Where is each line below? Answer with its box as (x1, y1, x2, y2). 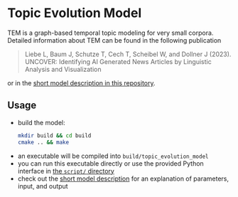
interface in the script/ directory (17, 166, 115, 175)
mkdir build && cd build (17, 132, 92, 139)
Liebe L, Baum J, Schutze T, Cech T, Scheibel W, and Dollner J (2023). (24, 50, 232, 58)
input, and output (17, 181, 69, 190)
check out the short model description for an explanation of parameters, (17, 174, 229, 183)
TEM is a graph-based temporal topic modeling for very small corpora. (7, 28, 214, 37)
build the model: (17, 118, 65, 127)
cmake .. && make (17, 139, 70, 146)
